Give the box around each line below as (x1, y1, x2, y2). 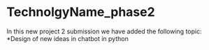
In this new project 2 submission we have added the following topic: (6, 27, 202, 35)
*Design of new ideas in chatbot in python (6, 34, 129, 42)
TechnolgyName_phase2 (6, 4, 155, 20)
